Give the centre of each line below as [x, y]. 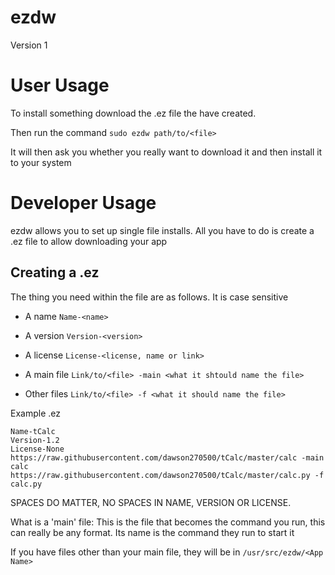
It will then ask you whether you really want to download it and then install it [166, 152]
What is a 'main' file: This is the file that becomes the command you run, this [168, 522]
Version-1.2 [35, 440]
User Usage [60, 85]
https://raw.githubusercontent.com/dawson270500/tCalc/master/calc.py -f [167, 475]
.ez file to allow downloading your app [89, 241]
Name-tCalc [33, 431]
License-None [37, 449]
